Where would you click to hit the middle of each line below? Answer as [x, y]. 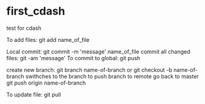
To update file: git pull [34, 94]
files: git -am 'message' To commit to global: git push [73, 58]
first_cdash [36, 11]
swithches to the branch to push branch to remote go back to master [112, 76]
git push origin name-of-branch [46, 83]
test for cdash [24, 28]
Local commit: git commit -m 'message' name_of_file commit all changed [99, 51]
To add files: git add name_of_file [48, 40]
